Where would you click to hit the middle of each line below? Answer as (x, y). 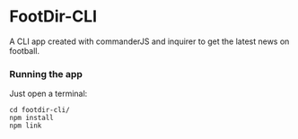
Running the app (46, 74)
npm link (26, 126)
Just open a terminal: (48, 94)
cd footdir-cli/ (39, 110)
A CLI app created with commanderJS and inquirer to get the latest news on (149, 41)
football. (25, 50)
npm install (31, 118)
